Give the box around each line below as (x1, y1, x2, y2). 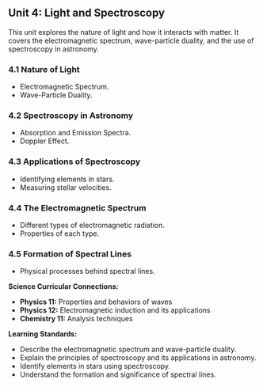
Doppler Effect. (19, 136, 70, 146)
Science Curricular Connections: (8, 282, 119, 291)
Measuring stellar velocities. (19, 182, 112, 192)
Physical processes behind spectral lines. (19, 267, 156, 276)
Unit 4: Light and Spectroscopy (8, 6, 165, 20)
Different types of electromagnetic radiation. (19, 221, 165, 230)
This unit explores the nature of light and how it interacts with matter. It (8, 27, 239, 36)
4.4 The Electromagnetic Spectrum (8, 202, 147, 213)
